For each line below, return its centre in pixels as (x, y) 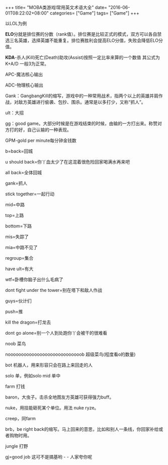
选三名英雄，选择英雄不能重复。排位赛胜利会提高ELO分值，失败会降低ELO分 (84, 40)
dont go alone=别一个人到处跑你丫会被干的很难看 (56, 333)
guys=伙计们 (18, 301)
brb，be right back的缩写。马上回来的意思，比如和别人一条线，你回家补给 (82, 429)
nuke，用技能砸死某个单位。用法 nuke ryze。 (52, 408)
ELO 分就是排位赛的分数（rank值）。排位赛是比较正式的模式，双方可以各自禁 (83, 34)
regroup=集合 (19, 258)
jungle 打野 (17, 446)
